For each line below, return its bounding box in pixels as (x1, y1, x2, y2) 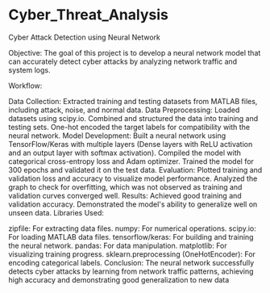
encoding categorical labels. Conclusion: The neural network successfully (8, 257, 255, 267)
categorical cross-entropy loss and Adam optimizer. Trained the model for (8, 156, 254, 166)
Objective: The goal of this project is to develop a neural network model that (8, 48, 261, 57)
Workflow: (8, 81, 43, 90)
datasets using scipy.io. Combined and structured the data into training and (8, 113, 259, 123)
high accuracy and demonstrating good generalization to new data (8, 274, 230, 284)
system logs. (8, 65, 51, 74)
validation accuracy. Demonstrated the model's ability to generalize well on (8, 199, 258, 209)
